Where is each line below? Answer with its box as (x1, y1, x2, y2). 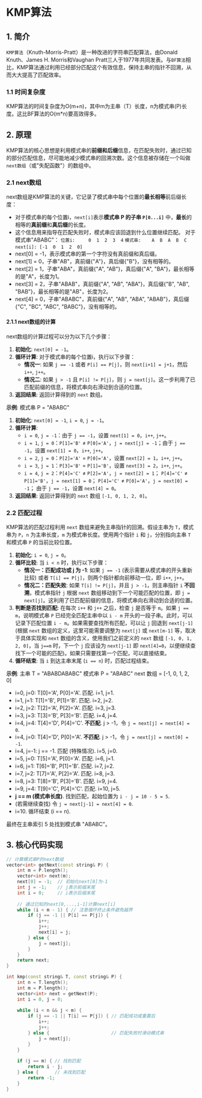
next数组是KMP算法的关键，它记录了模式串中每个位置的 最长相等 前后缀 (6, 193, 182, 201)
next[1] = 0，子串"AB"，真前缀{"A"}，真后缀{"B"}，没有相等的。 (14, 258, 174, 265)
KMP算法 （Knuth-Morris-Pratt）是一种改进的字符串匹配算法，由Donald (6, 49, 178, 56)
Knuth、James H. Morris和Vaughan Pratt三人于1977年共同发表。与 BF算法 (6, 56, 186, 63)
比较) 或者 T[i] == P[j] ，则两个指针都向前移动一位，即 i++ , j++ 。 (23, 574, 188, 581)
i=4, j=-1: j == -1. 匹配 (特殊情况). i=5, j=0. (14, 747, 118, 754)
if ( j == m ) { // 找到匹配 (17, 1058, 81, 1064)
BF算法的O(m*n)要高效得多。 (26, 110, 100, 118)
